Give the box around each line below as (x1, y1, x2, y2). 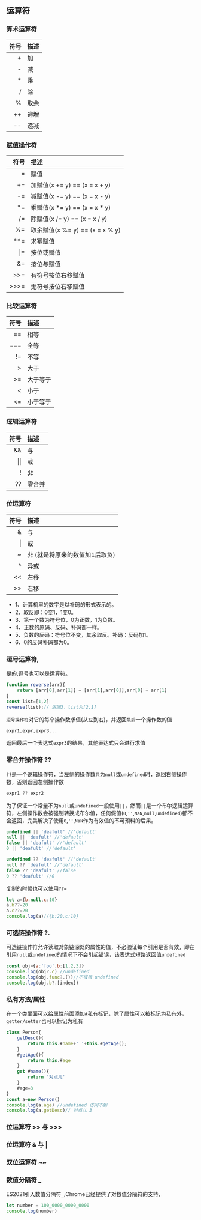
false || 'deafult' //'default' (6, 840, 87, 846)
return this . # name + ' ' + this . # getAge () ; (28, 1040, 127, 1046)
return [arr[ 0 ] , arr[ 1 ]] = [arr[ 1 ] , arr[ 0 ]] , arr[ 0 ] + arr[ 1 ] (17, 687, 167, 694)
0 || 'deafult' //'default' (6, 846, 77, 852)
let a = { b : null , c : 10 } (6, 897, 58, 903)
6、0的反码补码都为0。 (14, 639, 73, 646)
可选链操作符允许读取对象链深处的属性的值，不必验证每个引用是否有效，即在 (6, 944, 195, 951)
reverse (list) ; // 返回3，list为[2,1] (6, 704, 97, 710)
